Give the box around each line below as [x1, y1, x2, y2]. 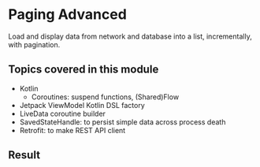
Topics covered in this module [8, 63, 159, 76]
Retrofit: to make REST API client [19, 125, 126, 135]
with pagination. [8, 39, 61, 49]
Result [8, 148, 41, 162]
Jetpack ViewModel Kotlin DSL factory [19, 100, 146, 109]
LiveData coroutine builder [19, 109, 106, 118]
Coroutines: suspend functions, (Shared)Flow [31, 92, 180, 102]
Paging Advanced [8, 6, 128, 24]
